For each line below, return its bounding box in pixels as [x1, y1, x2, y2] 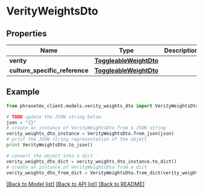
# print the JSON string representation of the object [6, 136, 147, 143]
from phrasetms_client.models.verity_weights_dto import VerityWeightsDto [6, 103, 199, 109]
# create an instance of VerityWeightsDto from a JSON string [6, 125, 166, 131]
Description [164, 47, 199, 54]
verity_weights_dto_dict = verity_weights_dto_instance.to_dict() [6, 159, 177, 165]
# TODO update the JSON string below [6, 114, 101, 120]
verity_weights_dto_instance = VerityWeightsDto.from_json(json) [6, 131, 174, 137]
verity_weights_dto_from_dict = [6, 169, 88, 176]
